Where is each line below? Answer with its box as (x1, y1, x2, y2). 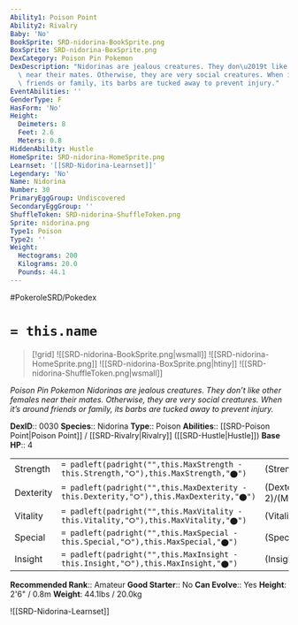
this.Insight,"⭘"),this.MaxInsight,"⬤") (61, 558, 238, 568)
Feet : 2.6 (18, 128, 54, 137)
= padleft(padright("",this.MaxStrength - (61, 459, 242, 469)
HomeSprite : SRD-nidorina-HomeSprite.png (10, 152, 165, 162)
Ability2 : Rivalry (10, 21, 78, 30)
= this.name (10, 323, 98, 339)
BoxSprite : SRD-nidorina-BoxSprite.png (10, 46, 157, 55)
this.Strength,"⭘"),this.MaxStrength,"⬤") (61, 468, 248, 478)
